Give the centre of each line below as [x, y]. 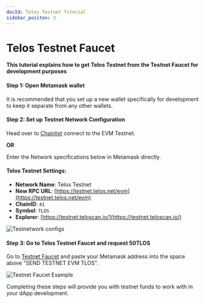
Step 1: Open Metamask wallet [46, 86]
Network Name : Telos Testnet [53, 185]
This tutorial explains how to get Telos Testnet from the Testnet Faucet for [102, 65]
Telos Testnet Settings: [36, 171]
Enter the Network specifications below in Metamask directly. [84, 157]
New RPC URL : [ [36, 191]
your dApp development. [38, 293]
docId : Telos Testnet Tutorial [46, 12]
